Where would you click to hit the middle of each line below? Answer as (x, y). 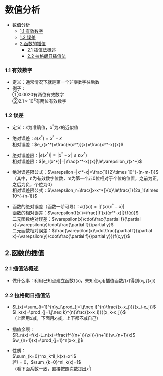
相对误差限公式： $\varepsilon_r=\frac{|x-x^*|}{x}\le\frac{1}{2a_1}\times (85, 190)
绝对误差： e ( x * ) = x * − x (37, 138)
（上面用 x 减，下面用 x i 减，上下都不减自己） (56, 318)
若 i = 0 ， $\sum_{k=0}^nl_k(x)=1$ (46, 362)
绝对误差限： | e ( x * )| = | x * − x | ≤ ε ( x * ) (50, 155)
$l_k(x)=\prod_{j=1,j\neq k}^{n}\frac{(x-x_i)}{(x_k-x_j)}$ (69, 312)
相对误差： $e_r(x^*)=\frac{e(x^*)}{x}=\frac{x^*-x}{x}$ (68, 144)
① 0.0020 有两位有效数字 (38, 95)
